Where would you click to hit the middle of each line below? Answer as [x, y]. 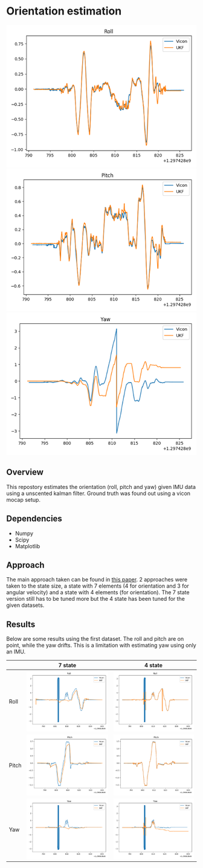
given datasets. [25, 605]
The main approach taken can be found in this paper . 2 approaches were [97, 580]
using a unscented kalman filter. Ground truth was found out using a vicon [98, 493]
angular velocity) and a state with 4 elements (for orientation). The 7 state [98, 592]
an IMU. [16, 652]
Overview [25, 472]
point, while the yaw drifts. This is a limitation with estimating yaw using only [101, 646]
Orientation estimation [64, 11]
